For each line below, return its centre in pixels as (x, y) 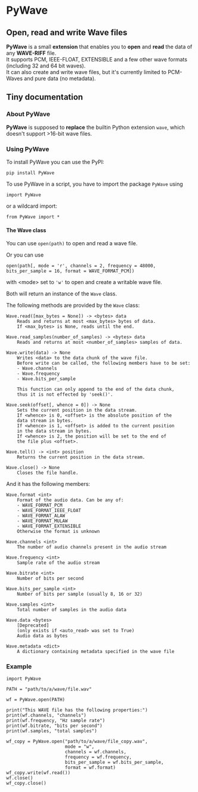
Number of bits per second (50, 579)
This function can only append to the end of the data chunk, (96, 389)
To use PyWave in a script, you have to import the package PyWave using (95, 184)
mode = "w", (80, 747)
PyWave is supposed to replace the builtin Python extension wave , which (95, 127)
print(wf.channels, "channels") (46, 716)
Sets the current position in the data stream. (77, 410)
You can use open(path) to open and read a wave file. (72, 244)
